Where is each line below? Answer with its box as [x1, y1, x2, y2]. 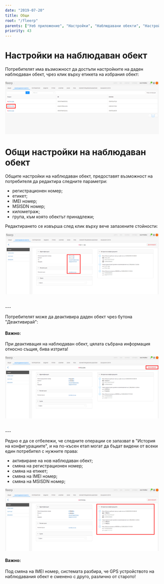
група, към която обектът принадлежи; [12, 214, 94, 220]
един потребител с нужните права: [5, 448, 79, 454]
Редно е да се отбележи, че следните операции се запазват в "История [5, 438, 156, 444]
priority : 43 [5, 28, 32, 34]
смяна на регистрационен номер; [12, 463, 83, 469]
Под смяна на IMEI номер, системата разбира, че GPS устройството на [5, 568, 155, 574]
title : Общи [5, 13, 29, 18]
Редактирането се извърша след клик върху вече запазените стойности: [5, 223, 158, 229]
